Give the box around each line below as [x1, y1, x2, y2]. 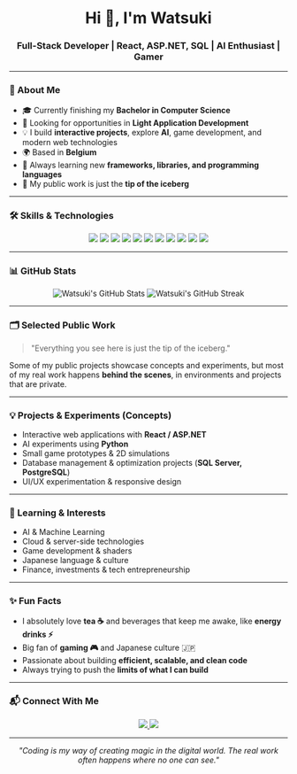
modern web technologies [21, 136, 118, 147]
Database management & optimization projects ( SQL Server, [21, 457, 242, 468]
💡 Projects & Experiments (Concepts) [9, 409, 172, 422]
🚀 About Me [9, 84, 61, 97]
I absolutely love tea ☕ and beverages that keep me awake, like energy [21, 615, 282, 626]
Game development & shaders [21, 546, 133, 556]
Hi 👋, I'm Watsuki [85, 8, 212, 28]
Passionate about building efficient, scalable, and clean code [21, 654, 247, 665]
